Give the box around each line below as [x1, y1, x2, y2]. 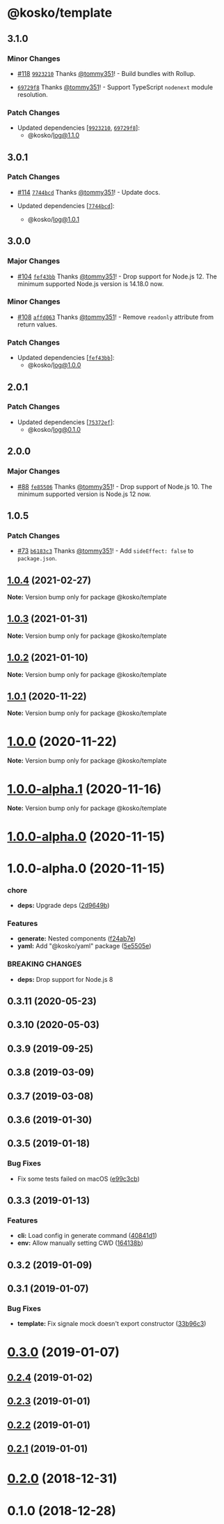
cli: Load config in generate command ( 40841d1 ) [17, 1232, 158, 1240]
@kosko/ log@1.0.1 [27, 215, 80, 223]
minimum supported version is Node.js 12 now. [17, 490, 152, 498]
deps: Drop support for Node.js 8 [17, 975, 113, 983]
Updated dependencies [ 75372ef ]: [17, 417, 115, 426]
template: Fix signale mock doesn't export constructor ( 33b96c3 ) [17, 1320, 207, 1328]
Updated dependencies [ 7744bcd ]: [17, 201, 115, 210]
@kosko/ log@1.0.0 [27, 361, 81, 369]
